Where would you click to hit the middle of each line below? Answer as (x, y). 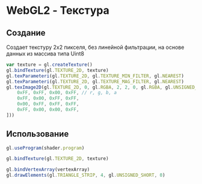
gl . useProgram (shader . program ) (45, 148)
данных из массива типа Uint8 (45, 54)
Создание (26, 33)
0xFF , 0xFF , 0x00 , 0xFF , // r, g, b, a (67, 93)
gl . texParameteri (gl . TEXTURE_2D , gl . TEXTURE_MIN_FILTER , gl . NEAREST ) (95, 76)
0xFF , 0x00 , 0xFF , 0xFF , (48, 98)
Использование (38, 134)
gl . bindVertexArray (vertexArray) (48, 170)
